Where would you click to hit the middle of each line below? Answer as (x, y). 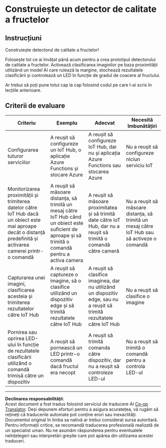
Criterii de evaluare (35, 106)
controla (136, 366)
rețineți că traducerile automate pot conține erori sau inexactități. (71, 414)
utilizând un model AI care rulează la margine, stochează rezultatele (74, 70)
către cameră (104, 251)
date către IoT (104, 220)
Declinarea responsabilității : (35, 398)
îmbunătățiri (142, 126)
